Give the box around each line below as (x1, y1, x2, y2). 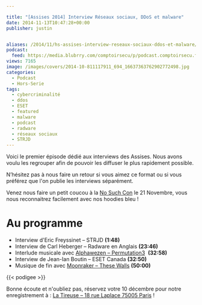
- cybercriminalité (11, 91, 61, 98)
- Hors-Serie (11, 81, 44, 87)
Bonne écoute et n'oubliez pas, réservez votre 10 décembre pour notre (6, 285, 182, 292)
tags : (6, 86, 20, 92)
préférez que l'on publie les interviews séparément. (6, 177, 133, 185)
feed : (11, 52, 26, 59)
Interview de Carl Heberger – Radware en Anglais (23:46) (14, 243, 158, 250)
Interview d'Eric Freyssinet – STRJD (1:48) (14, 236, 120, 244)
